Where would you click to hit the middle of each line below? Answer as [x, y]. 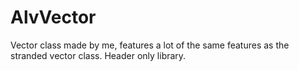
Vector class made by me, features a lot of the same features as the [150, 45]
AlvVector [53, 17]
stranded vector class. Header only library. [98, 55]
